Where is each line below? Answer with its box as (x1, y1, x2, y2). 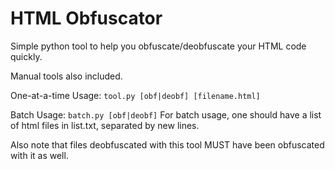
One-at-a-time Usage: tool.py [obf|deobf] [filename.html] (10, 89, 261, 101)
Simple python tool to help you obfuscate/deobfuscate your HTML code (10, 40, 307, 52)
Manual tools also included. (10, 70, 123, 82)
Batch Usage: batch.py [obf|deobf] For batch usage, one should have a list (10, 108, 322, 121)
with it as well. (10, 149, 69, 161)
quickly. (10, 50, 43, 62)
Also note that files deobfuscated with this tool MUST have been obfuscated (10, 138, 325, 151)
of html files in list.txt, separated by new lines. (10, 119, 200, 131)
